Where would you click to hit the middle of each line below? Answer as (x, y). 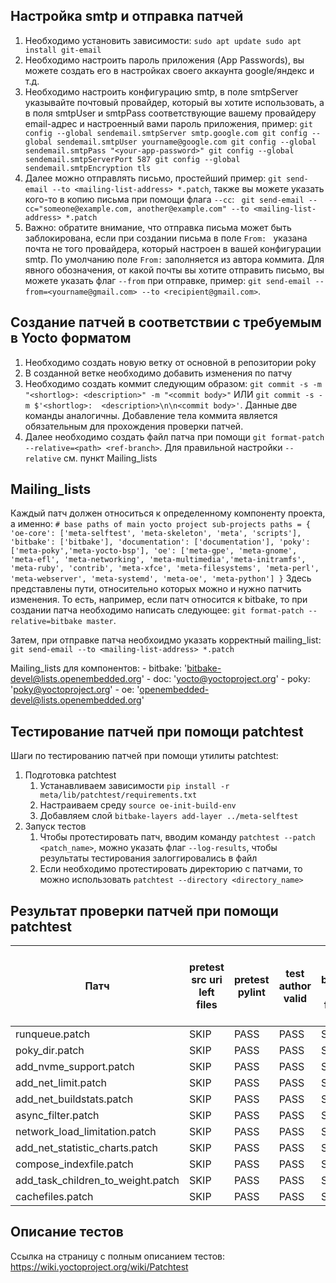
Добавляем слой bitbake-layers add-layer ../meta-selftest (169, 816)
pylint (251, 992)
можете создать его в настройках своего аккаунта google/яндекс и (169, 70)
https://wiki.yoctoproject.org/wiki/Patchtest (99, 1266)
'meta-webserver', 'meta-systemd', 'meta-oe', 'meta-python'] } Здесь (161, 578)
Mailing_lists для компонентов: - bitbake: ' (99, 668)
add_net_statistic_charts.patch (86, 1148)
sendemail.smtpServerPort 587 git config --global (132, 159)
